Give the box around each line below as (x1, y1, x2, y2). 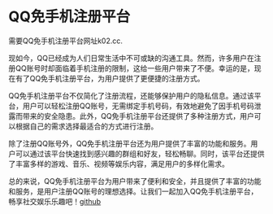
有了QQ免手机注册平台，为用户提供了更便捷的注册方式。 (15, 73, 205, 83)
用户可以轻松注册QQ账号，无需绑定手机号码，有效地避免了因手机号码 (22, 101, 254, 111)
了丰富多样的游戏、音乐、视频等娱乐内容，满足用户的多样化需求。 (8, 159, 229, 168)
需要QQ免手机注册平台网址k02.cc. (8, 36, 123, 46)
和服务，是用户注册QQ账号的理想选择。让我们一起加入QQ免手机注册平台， (8, 186, 258, 196)
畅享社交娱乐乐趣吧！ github (8, 196, 102, 206)
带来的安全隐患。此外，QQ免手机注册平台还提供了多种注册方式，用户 (22, 111, 254, 120)
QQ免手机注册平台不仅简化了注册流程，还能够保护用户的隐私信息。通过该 (8, 90, 254, 100)
